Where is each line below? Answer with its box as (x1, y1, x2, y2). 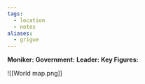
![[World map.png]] (7, 69, 63, 78)
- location (13, 17, 46, 24)
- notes (13, 23, 36, 30)
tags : (7, 10, 23, 17)
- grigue (13, 36, 39, 43)
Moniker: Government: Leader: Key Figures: (7, 55, 139, 64)
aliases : (7, 29, 33, 37)
